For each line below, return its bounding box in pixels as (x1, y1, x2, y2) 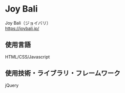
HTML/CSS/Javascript (5, 54, 50, 60)
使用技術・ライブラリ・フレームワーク (5, 69, 121, 77)
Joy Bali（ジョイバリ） (5, 20, 51, 26)
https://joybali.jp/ (5, 25, 40, 31)
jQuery (5, 82, 19, 88)
